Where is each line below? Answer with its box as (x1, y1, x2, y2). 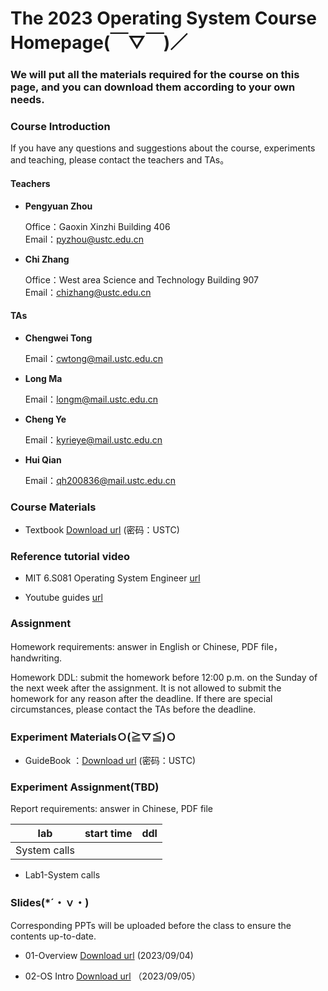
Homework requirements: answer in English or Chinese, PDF (10, 640, 259, 652)
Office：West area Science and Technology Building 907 (24, 273, 259, 286)
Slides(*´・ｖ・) (10, 896, 90, 910)
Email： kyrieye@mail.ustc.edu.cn (24, 433, 163, 446)
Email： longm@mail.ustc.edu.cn (24, 393, 158, 405)
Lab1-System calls (24, 869, 101, 881)
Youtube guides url (24, 592, 103, 604)
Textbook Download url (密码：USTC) (24, 524, 180, 536)
